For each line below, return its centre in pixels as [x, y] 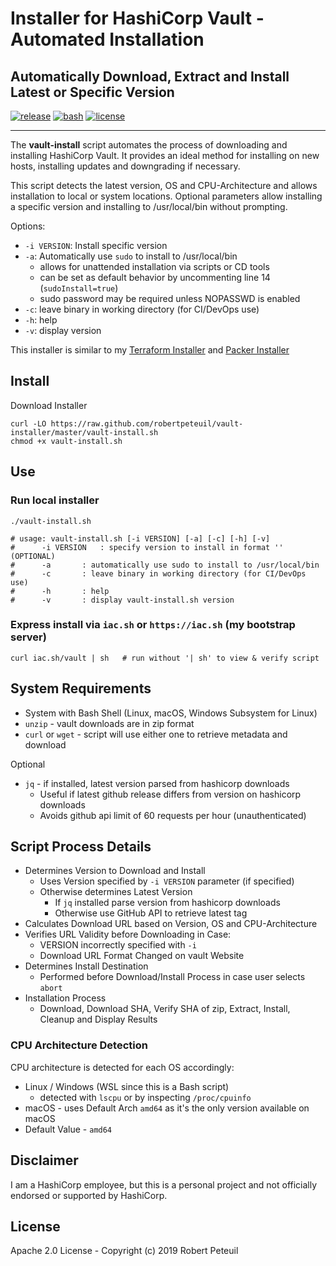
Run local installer [55, 500]
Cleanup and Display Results [98, 1019]
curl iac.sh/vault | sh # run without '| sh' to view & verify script [165, 658]
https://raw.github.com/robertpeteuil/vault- [147, 423]
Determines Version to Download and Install [115, 871]
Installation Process [65, 998]
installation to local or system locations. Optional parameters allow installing [166, 196]
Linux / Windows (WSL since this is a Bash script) [127, 1086]
